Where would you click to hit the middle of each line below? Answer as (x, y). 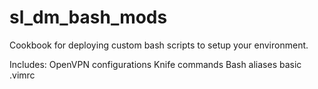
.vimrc (22, 75)
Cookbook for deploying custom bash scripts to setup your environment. (159, 45)
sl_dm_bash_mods (88, 17)
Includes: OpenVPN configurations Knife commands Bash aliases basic (155, 64)
